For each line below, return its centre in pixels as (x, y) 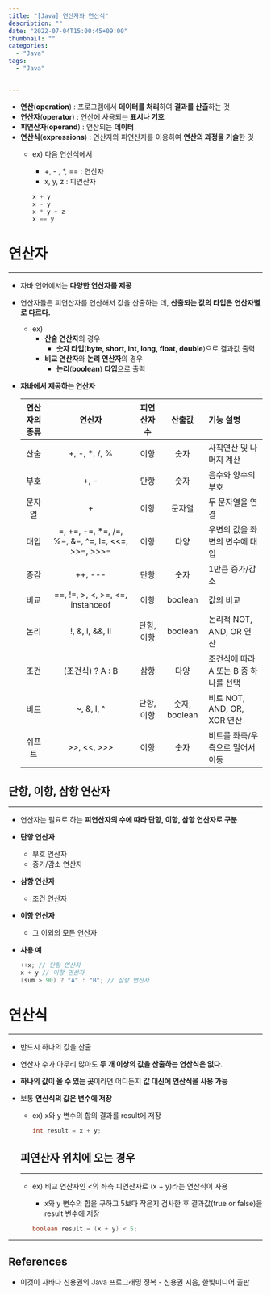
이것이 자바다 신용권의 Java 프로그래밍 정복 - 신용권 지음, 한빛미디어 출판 (135, 1282)
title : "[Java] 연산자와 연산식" (58, 16)
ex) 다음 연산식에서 (62, 153)
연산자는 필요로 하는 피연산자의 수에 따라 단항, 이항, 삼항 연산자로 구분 (129, 820)
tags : (17, 61)
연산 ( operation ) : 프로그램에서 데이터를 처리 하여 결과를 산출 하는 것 (125, 107)
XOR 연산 (225, 721)
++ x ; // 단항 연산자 (50, 965)
